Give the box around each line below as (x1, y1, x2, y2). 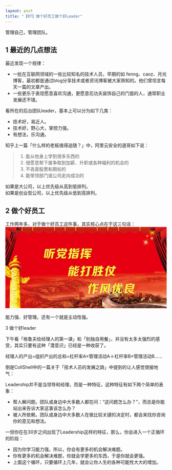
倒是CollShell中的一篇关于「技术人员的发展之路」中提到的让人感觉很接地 (5, 364, 159, 370)
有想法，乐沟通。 (12, 131, 49, 138)
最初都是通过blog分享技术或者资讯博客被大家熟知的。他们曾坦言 (26, 78, 161, 84)
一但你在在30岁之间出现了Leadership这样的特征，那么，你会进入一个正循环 (5, 429, 165, 435)
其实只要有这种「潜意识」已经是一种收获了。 (14, 342, 109, 349)
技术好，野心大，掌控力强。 (12, 125, 72, 131)
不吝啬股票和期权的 (25, 166, 67, 172)
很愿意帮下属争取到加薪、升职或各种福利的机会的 (25, 160, 129, 166)
